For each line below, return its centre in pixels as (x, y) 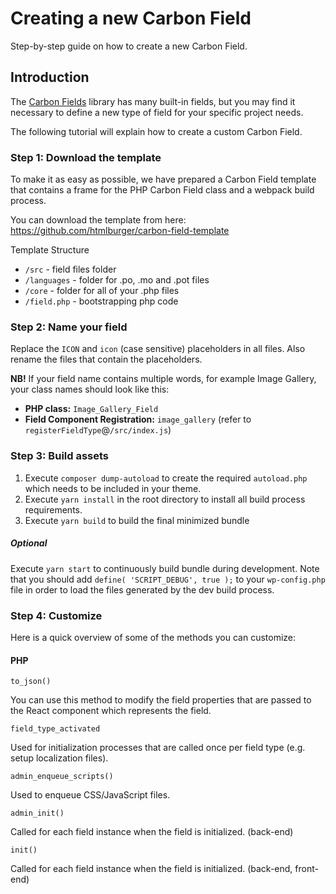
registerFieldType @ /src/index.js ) (98, 430)
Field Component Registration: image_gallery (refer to (138, 419)
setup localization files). (59, 758)
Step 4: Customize (56, 615)
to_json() (31, 682)
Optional (29, 543)
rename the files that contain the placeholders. (106, 359)
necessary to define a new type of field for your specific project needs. (157, 112)
